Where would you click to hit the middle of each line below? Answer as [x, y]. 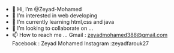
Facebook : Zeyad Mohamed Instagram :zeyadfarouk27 [80, 43]
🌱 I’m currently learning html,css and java [63, 22]
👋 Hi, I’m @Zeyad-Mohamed [47, 9]
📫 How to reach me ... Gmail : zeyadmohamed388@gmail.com [90, 35]
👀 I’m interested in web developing [55, 15]
